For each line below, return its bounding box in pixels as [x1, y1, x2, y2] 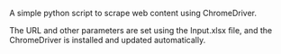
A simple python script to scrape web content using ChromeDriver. [9, 8, 258, 18]
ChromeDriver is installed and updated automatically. [9, 35, 206, 45]
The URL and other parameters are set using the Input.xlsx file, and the [9, 25, 273, 35]
